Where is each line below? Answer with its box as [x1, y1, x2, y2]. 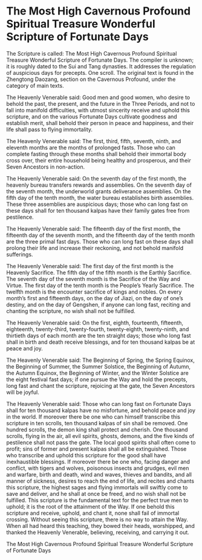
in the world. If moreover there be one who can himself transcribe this [6, 413, 180, 420]
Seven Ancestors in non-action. [6, 163, 85, 170]
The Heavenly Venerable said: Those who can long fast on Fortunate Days [6, 400, 192, 407]
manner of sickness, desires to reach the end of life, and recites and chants [6, 477, 195, 484]
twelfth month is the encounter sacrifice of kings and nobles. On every [6, 288, 182, 295]
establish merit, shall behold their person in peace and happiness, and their [6, 119, 194, 126]
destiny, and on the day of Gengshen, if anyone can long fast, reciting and [6, 301, 191, 308]
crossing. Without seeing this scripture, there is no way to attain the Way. [6, 515, 189, 523]
